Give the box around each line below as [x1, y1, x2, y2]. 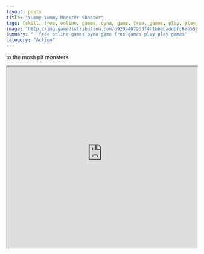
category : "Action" [6, 37, 56, 43]
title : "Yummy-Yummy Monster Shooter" [6, 15, 104, 21]
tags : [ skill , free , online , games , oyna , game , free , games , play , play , [6, 20, 199, 26]
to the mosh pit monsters [6, 54, 69, 60]
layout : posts [6, 8, 42, 15]
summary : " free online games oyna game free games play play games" [6, 31, 188, 37]
